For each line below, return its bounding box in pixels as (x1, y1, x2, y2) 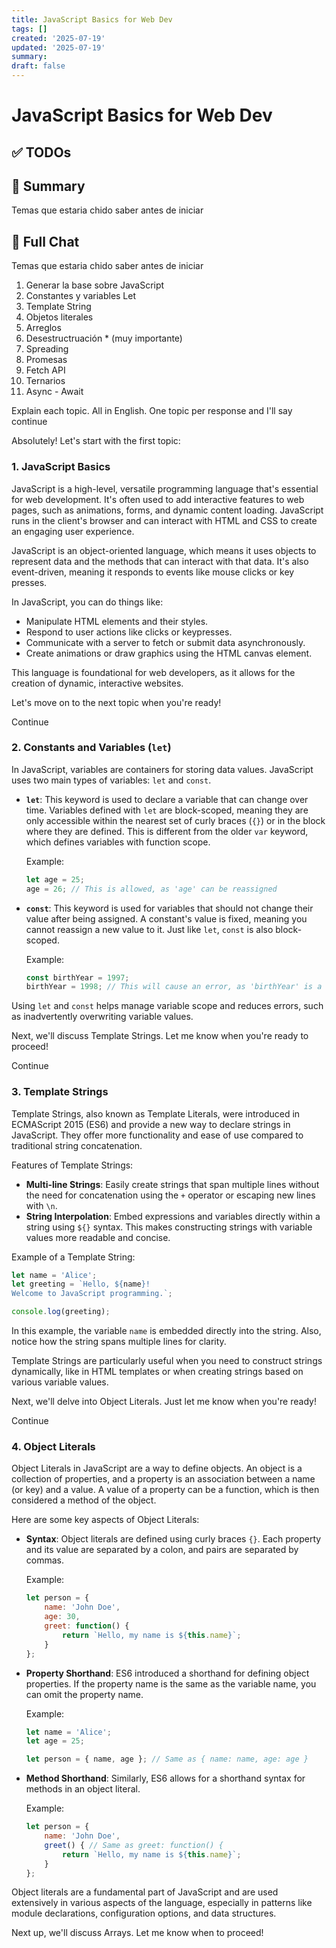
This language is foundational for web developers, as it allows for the (11, 666, 296, 678)
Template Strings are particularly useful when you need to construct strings (11, 1355, 323, 1367)
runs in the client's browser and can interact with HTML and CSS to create (11, 514, 318, 526)
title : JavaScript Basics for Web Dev (11, 14, 173, 25)
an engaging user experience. (11, 525, 135, 537)
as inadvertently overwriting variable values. (11, 1011, 194, 1023)
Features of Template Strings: (11, 1159, 134, 1171)
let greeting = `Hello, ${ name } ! (11, 1279, 151, 1290)
